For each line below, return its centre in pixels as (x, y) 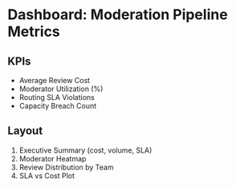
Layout (25, 131)
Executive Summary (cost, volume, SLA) (85, 150)
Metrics (34, 32)
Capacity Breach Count (58, 106)
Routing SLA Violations (57, 97)
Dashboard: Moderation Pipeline (118, 15)
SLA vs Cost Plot (47, 175)
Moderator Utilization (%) (61, 89)
